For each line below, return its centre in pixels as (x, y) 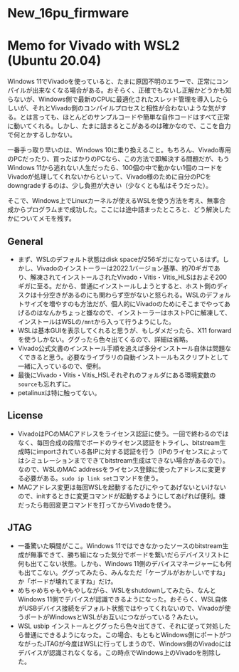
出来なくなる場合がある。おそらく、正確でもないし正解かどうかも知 (132, 90)
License (25, 415)
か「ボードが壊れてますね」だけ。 (67, 581)
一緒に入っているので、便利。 (61, 366)
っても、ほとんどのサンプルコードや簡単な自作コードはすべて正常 (134, 117)
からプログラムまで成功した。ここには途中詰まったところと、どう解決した (122, 210)
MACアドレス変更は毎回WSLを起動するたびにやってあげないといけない (122, 487)
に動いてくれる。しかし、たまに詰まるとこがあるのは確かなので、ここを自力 (119, 126)
